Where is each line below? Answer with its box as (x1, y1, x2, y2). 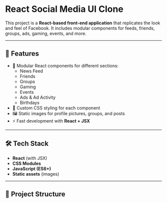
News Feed (19, 68, 43, 74)
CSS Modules (12, 160, 41, 166)
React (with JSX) (12, 155, 47, 161)
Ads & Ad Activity (19, 94, 56, 100)
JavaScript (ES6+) (12, 165, 51, 172)
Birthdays (19, 99, 40, 105)
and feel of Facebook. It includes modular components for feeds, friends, (5, 25, 155, 31)
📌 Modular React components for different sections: (12, 63, 119, 68)
